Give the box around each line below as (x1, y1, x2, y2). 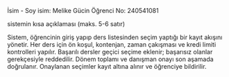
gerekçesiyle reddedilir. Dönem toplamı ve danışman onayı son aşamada (7, 55, 214, 63)
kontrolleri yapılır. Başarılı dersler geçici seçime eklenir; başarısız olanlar (7, 48, 213, 56)
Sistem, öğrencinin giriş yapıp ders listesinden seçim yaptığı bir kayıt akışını (7, 33, 223, 41)
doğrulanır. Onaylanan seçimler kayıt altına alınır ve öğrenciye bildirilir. (7, 63, 207, 70)
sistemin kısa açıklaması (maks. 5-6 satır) (7, 20, 126, 27)
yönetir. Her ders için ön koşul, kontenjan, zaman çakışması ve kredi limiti (7, 41, 217, 48)
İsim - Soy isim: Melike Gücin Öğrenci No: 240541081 (7, 7, 159, 14)
